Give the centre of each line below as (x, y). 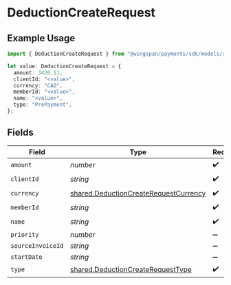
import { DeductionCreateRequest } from (66, 54)
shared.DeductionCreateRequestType (131, 270)
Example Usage (41, 38)
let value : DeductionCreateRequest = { (64, 66)
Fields (21, 133)
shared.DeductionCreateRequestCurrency (138, 193)
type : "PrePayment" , (43, 105)
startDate (26, 257)
